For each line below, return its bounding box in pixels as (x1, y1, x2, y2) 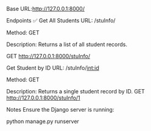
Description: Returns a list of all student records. (6, 41, 128, 48)
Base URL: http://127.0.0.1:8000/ (6, 5, 85, 12)
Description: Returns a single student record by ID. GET (6, 88, 145, 95)
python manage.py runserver (6, 118, 79, 125)
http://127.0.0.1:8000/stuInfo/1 (6, 94, 80, 101)
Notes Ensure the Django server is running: (6, 106, 114, 113)
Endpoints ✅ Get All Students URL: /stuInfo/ (6, 17, 116, 24)
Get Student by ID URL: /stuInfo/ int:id (6, 64, 99, 72)
